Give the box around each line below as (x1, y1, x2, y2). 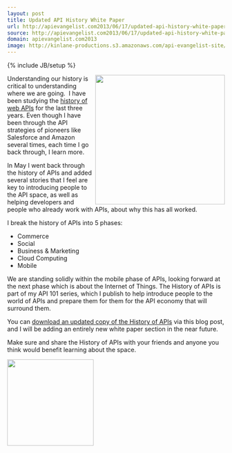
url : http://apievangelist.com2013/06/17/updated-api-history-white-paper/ (7, 23, 230, 30)
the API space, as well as (7, 191, 78, 199)
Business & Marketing (17, 247, 79, 255)
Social (17, 240, 35, 247)
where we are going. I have (7, 89, 86, 97)
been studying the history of (7, 97, 88, 104)
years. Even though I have (7, 111, 81, 119)
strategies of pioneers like (7, 126, 81, 134)
